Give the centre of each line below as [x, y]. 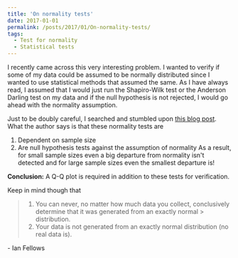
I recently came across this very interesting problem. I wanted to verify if [114, 67]
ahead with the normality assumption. [63, 105]
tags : [15, 34]
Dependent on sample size [57, 140]
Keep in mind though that [44, 190]
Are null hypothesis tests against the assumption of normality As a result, [124, 147]
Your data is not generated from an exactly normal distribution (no [132, 227]
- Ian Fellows [26, 248]
